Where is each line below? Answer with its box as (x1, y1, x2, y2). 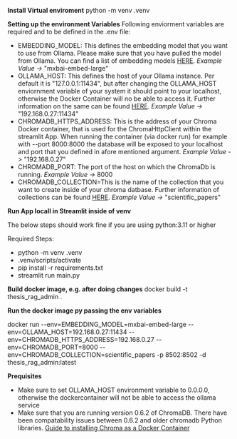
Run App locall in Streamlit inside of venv (7, 207, 132, 215)
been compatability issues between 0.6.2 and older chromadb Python (17, 416, 222, 424)
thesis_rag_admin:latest (7, 358, 77, 366)
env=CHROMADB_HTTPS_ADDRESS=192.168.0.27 (7, 335, 154, 343)
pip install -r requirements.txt (17, 263, 103, 272)
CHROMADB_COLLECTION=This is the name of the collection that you (17, 178, 224, 186)
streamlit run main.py (17, 271, 80, 279)
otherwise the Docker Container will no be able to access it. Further (17, 94, 216, 103)
